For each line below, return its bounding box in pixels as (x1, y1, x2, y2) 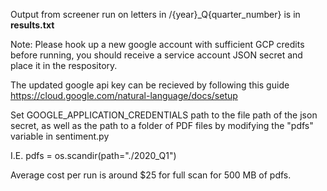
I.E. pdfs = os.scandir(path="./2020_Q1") (10, 150, 177, 161)
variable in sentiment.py (10, 130, 110, 142)
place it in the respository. (10, 60, 118, 71)
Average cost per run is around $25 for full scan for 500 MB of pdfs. (10, 169, 292, 181)
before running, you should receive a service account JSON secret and (10, 49, 303, 61)
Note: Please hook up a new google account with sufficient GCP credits (10, 39, 305, 50)
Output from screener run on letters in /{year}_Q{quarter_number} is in (10, 9, 301, 20)
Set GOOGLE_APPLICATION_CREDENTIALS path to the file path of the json (10, 109, 318, 121)
